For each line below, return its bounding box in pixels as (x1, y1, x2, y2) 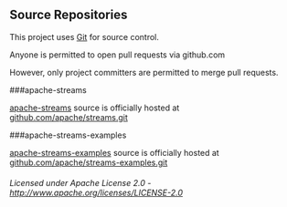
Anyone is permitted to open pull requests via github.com (9, 49, 226, 60)
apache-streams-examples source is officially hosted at (9, 147, 219, 158)
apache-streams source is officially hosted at (9, 102, 180, 113)
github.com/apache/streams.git (9, 111, 128, 122)
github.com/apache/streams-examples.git (9, 157, 168, 168)
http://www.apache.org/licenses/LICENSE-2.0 (9, 187, 184, 199)
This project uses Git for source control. (9, 31, 160, 42)
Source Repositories (9, 7, 128, 23)
